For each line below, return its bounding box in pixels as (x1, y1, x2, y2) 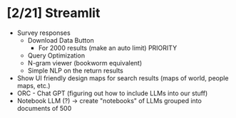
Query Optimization (27, 51, 86, 60)
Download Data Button (27, 36, 94, 44)
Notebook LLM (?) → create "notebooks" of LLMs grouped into (16, 96, 202, 104)
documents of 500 (16, 104, 72, 112)
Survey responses (16, 28, 71, 37)
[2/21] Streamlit (6, 5, 101, 21)
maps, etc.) (16, 81, 51, 90)
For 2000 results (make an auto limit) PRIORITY (38, 43, 178, 52)
